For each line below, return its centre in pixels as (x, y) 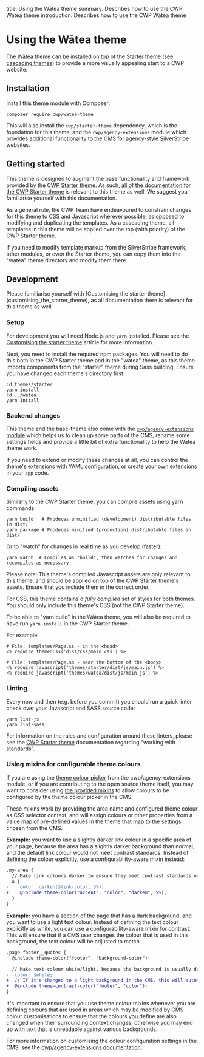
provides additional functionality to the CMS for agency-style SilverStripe (98, 138)
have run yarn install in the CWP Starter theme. (68, 624)
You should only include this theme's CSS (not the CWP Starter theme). (96, 605)
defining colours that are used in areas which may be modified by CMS (95, 1010)
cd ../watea (21, 395)
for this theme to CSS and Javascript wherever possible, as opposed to (95, 216)
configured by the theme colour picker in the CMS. (70, 797)
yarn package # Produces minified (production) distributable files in (99, 530)
